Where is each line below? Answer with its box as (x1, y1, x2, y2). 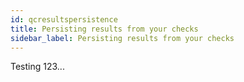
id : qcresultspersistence (10, 14, 118, 25)
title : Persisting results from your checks (10, 24, 199, 34)
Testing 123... (10, 61, 65, 73)
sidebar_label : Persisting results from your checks (10, 33, 235, 43)
